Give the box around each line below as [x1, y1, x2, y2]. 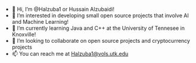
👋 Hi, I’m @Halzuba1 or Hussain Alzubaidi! [11, 6, 115, 12]
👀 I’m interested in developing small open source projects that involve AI [11, 12, 189, 19]
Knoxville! [11, 31, 36, 38]
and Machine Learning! [11, 18, 69, 25]
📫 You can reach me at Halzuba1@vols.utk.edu [11, 51, 129, 57]
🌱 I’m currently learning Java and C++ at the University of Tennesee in [11, 24, 185, 31]
